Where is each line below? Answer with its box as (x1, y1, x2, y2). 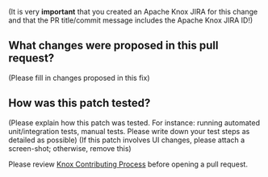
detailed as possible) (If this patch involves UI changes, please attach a (8, 135, 245, 145)
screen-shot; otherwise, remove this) (8, 143, 132, 153)
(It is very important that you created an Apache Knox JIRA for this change (8, 7, 258, 16)
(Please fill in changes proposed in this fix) (8, 73, 150, 82)
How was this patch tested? (8, 96, 151, 110)
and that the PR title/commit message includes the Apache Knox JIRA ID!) (8, 15, 253, 25)
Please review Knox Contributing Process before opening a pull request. (8, 159, 249, 169)
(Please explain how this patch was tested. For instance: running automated (8, 117, 261, 128)
